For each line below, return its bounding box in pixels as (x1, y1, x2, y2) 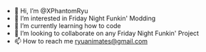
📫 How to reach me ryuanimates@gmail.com (14, 37, 148, 45)
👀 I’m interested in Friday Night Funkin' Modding (14, 14, 156, 22)
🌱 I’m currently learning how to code (14, 22, 121, 30)
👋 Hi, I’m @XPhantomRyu (14, 7, 88, 15)
